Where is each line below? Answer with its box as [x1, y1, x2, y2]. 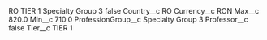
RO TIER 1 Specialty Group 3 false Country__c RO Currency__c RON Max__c [8, 6, 260, 15]
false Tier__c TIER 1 [8, 23, 73, 33]
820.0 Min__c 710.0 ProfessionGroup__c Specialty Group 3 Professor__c [8, 14, 249, 24]
